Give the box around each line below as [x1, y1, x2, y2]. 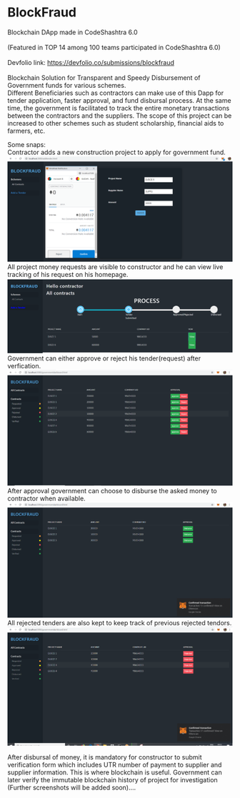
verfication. [7, 361, 41, 370]
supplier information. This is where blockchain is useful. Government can [7, 768, 223, 777]
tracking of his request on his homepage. [7, 270, 129, 278]
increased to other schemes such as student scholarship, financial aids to [7, 118, 224, 127]
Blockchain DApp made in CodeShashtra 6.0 [7, 28, 138, 36]
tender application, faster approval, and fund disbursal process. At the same [7, 96, 231, 104]
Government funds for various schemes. [7, 81, 126, 89]
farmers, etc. [7, 126, 46, 135]
